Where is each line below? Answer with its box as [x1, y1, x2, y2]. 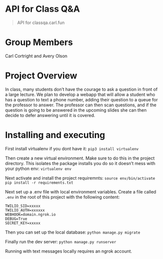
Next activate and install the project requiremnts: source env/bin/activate [5, 175, 156, 181]
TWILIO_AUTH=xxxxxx [5, 208, 45, 212]
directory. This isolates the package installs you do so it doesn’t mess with [5, 160, 156, 166]
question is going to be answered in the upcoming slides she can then [5, 107, 147, 113]
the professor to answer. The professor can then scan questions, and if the [5, 102, 157, 108]
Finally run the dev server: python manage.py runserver [5, 238, 116, 244]
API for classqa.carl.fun [17, 20, 65, 25]
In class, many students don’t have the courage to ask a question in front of [5, 86, 158, 92]
